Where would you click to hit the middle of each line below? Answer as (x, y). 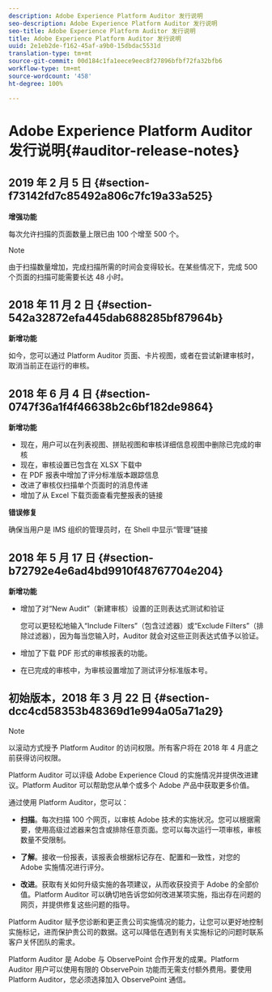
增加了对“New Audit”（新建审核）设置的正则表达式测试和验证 (122, 608)
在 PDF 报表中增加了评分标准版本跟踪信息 (89, 475)
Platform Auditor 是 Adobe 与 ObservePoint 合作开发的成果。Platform (124, 959)
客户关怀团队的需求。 (44, 942)
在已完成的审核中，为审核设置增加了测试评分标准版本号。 (116, 670)
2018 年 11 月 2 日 (51, 304)
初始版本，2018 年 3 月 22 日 (80, 698)
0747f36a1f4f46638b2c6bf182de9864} (111, 407)
